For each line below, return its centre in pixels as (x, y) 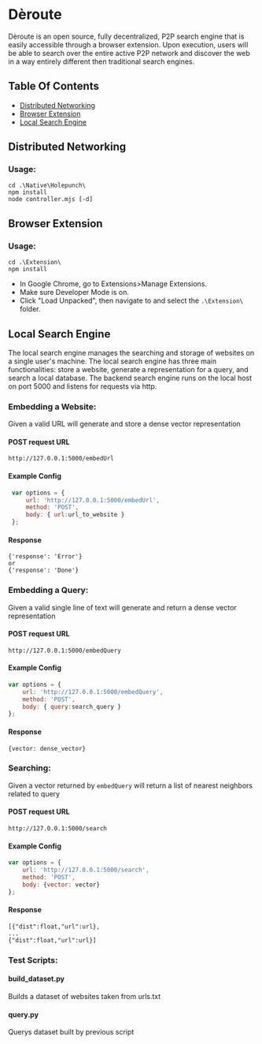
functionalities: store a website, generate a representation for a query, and (129, 369)
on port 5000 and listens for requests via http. (83, 386)
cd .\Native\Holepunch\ (47, 186)
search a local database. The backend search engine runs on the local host (130, 378)
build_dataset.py (37, 979)
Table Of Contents (54, 86)
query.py (24, 1014)
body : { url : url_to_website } (75, 515)
